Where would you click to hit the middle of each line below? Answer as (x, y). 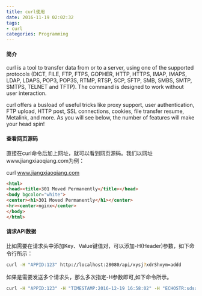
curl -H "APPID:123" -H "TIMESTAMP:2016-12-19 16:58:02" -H (83, 288)
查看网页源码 (22, 138)
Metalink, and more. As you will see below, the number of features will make (100, 118)
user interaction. (26, 93)
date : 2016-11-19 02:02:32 (40, 17)
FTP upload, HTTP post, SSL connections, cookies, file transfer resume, (95, 111)
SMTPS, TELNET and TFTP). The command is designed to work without (95, 87)
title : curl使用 (26, 12)
